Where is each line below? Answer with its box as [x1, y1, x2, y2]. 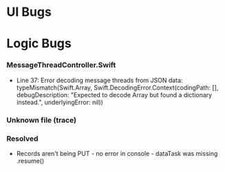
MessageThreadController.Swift [6, 60, 116, 70]
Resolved [6, 134, 39, 143]
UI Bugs [6, 4, 52, 20]
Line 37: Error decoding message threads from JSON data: [16, 76, 183, 84]
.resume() [16, 157, 45, 165]
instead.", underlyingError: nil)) [16, 98, 104, 106]
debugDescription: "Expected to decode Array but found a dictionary [16, 90, 213, 99]
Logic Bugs [6, 36, 72, 52]
